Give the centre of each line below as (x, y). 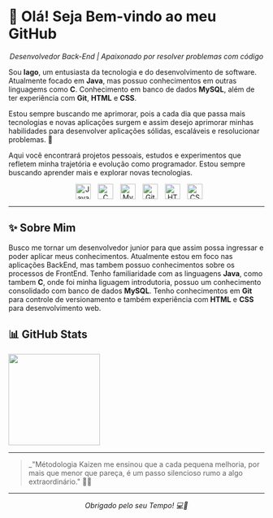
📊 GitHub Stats (48, 335)
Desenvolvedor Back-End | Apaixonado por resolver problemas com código (136, 56)
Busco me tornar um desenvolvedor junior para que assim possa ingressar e (136, 248)
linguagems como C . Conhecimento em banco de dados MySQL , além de (132, 89)
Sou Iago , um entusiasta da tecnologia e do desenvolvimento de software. (133, 71)
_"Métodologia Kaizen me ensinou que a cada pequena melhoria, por (144, 464)
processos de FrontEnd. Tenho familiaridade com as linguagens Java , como (136, 273)
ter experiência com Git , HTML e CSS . (73, 97)
